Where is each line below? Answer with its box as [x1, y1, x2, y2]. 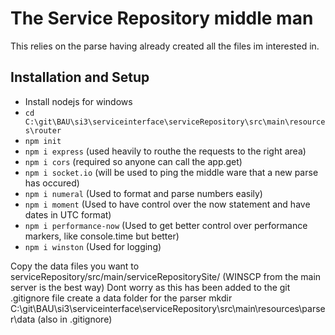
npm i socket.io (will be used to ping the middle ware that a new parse [24, 166, 319, 178]
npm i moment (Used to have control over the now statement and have [24, 198, 311, 210]
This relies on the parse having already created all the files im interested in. [10, 40, 320, 52]
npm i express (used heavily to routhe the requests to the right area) [24, 145, 307, 157]
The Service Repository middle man [10, 7, 314, 30]
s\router [24, 125, 62, 136]
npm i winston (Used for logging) [24, 240, 162, 252]
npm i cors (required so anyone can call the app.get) [24, 155, 243, 167]
